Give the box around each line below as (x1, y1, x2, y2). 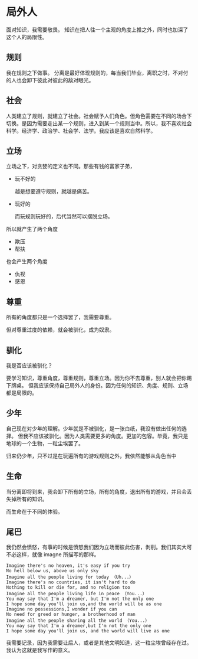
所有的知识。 (16, 495, 48, 503)
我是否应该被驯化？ (6, 362, 53, 369)
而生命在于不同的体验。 (6, 508, 63, 515)
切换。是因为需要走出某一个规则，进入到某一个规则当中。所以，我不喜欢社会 (6, 119, 192, 127)
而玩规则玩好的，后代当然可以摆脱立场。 (14, 213, 113, 220)
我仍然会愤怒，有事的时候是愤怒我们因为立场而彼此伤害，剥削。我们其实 (6, 544, 181, 551)
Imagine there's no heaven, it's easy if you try (6, 563, 131, 569)
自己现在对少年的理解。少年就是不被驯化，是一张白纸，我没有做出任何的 (6, 425, 181, 432)
